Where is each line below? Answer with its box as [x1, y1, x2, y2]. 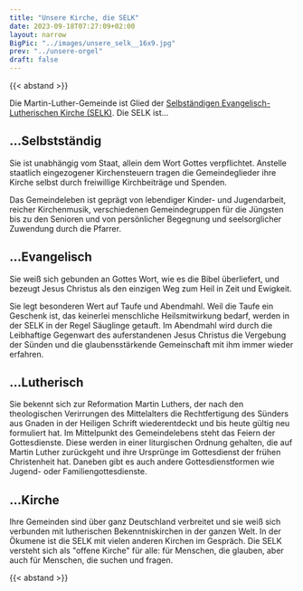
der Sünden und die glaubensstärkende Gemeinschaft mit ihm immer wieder [9, 338, 294, 349]
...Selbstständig [9, 133, 102, 149]
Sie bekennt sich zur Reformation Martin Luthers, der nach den [9, 399, 244, 410]
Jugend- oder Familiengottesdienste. [9, 466, 147, 477]
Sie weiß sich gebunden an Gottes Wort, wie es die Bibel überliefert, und [9, 273, 280, 284]
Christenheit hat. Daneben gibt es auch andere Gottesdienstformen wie [9, 456, 275, 467]
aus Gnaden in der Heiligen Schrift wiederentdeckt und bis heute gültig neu [9, 418, 290, 429]
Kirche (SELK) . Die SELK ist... [60, 108, 169, 118]
